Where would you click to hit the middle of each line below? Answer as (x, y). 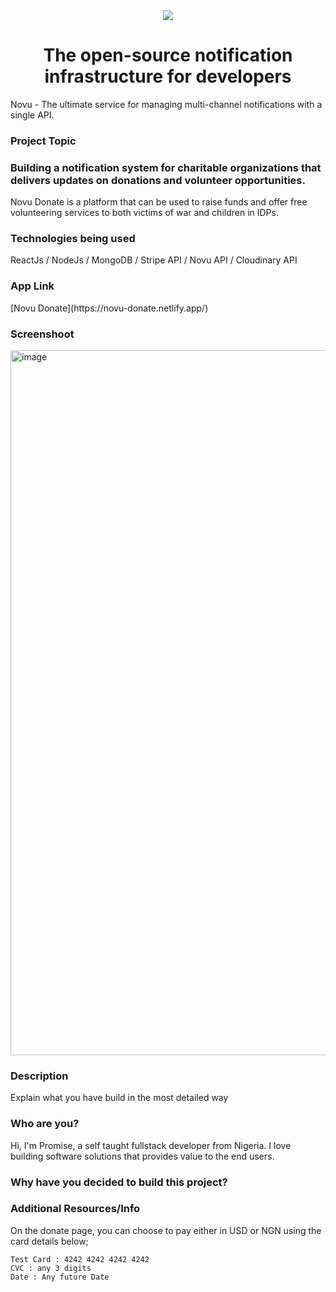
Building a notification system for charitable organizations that (166, 167)
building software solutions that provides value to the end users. (142, 1156)
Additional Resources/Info (75, 1209)
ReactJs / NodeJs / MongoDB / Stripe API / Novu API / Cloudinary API (154, 260)
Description (39, 1076)
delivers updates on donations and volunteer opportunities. (158, 180)
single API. (32, 115)
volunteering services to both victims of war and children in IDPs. (144, 213)
